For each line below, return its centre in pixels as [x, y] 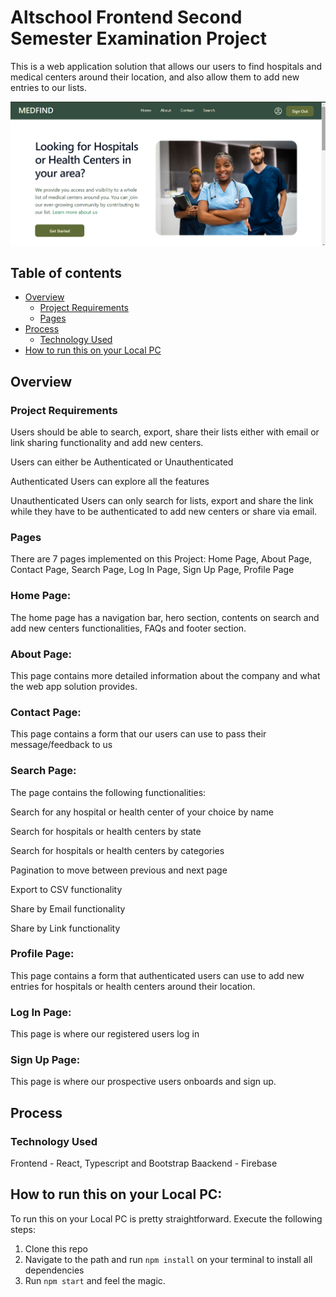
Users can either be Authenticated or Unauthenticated [122, 462]
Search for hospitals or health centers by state [106, 831]
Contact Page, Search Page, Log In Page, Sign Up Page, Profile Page [152, 570]
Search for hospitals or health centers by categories [117, 850]
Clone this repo [56, 1248]
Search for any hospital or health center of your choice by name [142, 812]
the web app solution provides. [74, 686]
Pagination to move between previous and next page [119, 870]
